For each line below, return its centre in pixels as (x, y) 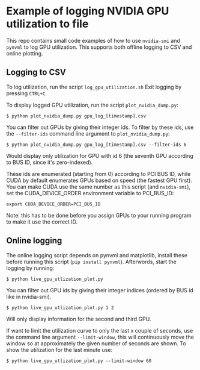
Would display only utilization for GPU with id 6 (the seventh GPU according (100, 155)
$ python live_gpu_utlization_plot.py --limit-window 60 (79, 361)
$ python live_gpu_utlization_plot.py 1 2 (60, 308)
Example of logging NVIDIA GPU (88, 11)
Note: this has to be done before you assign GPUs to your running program (99, 215)
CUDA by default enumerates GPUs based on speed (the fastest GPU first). (99, 180)
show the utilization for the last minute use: (59, 350)
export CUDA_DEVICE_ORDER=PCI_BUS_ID (53, 204)
